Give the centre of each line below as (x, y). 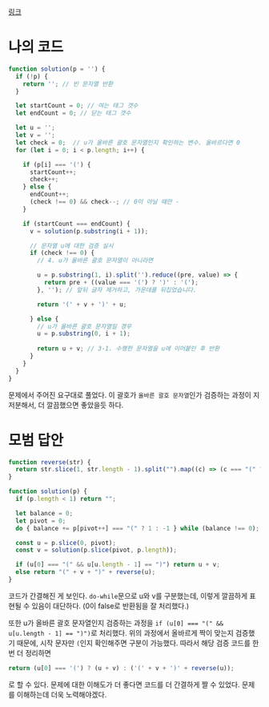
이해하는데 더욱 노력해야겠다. (62, 694)
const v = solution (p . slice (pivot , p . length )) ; (96, 550)
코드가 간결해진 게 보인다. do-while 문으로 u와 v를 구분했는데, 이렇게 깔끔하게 (128, 596)
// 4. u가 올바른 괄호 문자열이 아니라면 (95, 261)
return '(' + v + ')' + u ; (82, 304)
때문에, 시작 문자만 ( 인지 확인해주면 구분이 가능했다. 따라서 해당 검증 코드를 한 (138, 643)
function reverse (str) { (50, 462)
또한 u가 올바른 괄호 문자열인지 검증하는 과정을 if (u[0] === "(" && (116, 623)
